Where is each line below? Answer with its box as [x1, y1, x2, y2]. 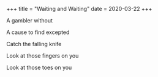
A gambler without [6, 17, 53, 24]
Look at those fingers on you [6, 52, 79, 59]
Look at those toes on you [6, 64, 72, 71]
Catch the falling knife [6, 41, 62, 47]
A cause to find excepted [6, 28, 70, 36]
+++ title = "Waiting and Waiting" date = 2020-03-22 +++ [6, 5, 152, 12]
